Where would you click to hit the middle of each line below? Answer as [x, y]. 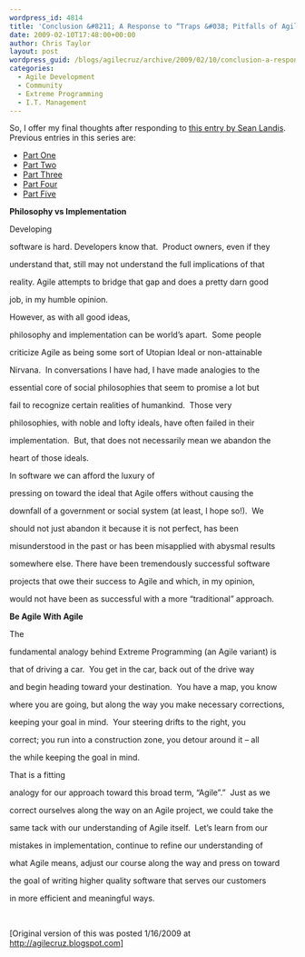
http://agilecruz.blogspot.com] [67, 943]
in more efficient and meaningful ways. [82, 898]
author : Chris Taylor [50, 43]
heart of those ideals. [49, 458]
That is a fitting [38, 775]
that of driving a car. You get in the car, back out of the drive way [132, 670]
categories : [32, 69]
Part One [39, 155]
